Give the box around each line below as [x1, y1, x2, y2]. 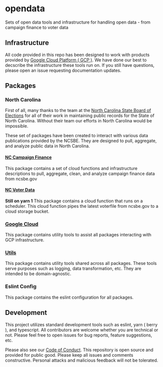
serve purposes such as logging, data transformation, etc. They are [5, 266, 141, 272]
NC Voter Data [5, 187, 35, 193]
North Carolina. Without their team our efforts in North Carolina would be [5, 118, 152, 124]
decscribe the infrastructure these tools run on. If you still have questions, [5, 62, 155, 68]
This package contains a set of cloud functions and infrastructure [5, 165, 137, 171]
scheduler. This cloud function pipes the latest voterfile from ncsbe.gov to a [5, 203, 159, 209]
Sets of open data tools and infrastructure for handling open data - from [5, 19, 151, 25]
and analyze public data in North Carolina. [5, 143, 90, 149]
